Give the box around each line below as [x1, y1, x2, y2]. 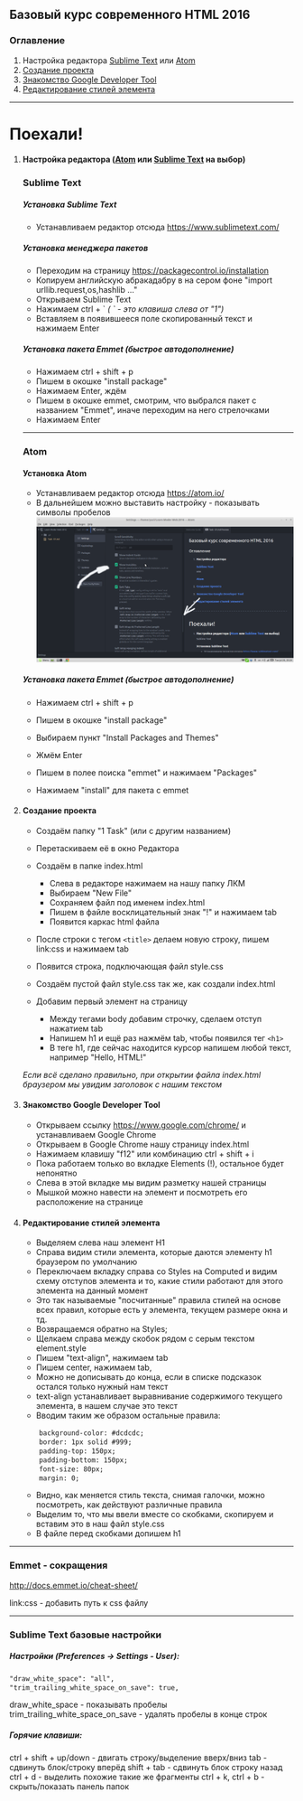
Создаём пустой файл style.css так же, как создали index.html [35, 978, 276, 989]
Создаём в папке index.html [35, 860, 143, 871]
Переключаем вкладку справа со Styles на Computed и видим [35, 1266, 278, 1277]
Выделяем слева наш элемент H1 [35, 1237, 165, 1248]
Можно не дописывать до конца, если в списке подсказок [35, 1372, 262, 1383]
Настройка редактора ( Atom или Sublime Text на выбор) [22, 154, 246, 165]
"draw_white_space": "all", [9, 1674, 115, 1684]
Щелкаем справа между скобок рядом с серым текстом [35, 1333, 255, 1345]
